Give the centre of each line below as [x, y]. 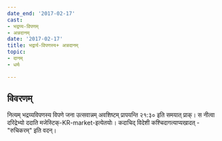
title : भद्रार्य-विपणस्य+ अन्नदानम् [43, 45]
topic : [17, 52]
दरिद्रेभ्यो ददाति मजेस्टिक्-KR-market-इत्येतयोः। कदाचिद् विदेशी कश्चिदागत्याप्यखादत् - [103, 123]
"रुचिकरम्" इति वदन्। [32, 131]
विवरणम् [20, 99]
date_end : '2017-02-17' [41, 13]
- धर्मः [14, 65]
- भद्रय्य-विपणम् [23, 26]
